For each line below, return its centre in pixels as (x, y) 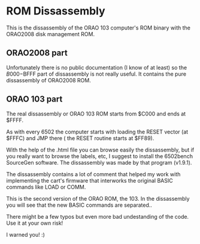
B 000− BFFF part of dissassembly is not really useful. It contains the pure (96, 74)
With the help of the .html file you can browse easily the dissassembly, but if (100, 150)
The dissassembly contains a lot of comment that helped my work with (93, 174)
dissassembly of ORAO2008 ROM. (49, 80)
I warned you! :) (25, 234)
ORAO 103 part (34, 99)
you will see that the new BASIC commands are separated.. (79, 205)
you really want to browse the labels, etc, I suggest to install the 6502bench (100, 156)
